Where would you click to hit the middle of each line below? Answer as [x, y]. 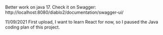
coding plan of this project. [33, 27]
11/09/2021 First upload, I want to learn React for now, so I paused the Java [82, 22]
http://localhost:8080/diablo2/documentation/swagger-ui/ [64, 12]
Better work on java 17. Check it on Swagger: [51, 7]
